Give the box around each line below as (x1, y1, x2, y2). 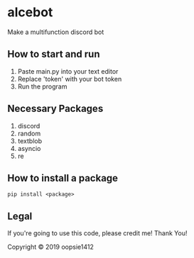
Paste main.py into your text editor (17, 67, 119, 75)
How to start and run (7, 48, 100, 60)
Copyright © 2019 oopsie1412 (7, 242, 94, 252)
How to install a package (7, 172, 119, 184)
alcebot (7, 4, 53, 21)
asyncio (17, 144, 41, 152)
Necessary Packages (7, 103, 104, 115)
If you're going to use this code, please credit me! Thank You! (7, 229, 188, 237)
